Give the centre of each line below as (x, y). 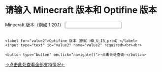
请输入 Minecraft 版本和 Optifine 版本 (81, 10)
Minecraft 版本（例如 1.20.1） (34, 25)
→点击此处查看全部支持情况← (35, 64)
